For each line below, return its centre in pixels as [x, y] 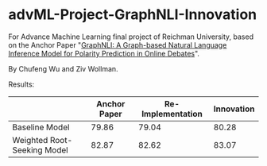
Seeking [27, 150]
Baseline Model [41, 127]
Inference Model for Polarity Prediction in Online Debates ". [104, 53]
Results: [21, 84]
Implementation [172, 114]
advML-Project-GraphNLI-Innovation [132, 15]
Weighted [30, 140]
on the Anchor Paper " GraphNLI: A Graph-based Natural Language [118, 44]
